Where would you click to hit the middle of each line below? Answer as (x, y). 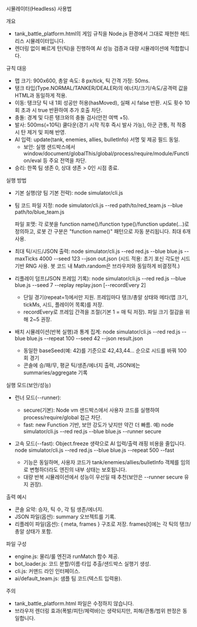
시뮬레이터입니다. (45, 41)
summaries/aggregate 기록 (55, 373)
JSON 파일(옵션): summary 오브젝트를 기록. (65, 517)
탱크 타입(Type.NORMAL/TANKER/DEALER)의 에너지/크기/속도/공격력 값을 (101, 88)
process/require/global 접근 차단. (63, 417)
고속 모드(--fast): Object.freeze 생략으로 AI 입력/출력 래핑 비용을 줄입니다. (100, 443)
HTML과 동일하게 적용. (41, 95)
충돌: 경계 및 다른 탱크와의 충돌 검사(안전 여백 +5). (72, 117)
